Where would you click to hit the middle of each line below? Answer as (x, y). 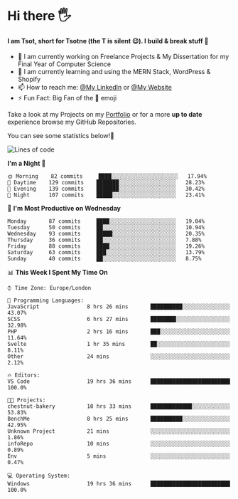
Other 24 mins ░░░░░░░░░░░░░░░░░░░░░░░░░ (119, 357)
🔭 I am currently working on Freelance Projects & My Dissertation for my (123, 57)
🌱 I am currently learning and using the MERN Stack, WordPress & (114, 72)
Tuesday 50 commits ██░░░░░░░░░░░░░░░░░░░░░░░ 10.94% (106, 228)
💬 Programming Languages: (45, 301)
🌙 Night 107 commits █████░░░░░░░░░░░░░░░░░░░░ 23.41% (106, 195)
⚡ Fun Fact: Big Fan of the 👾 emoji (67, 98)
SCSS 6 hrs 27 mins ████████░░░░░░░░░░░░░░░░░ (119, 320)
